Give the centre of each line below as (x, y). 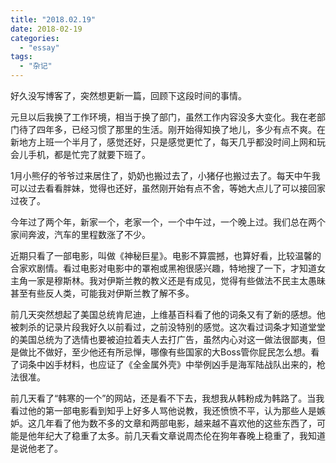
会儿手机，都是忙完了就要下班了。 (80, 154)
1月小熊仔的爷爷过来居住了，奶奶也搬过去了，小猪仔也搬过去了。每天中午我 (165, 175)
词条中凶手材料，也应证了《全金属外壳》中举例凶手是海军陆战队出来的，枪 (172, 364)
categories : (35, 38)
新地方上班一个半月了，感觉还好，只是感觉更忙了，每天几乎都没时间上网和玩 (168, 142)
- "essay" (39, 47)
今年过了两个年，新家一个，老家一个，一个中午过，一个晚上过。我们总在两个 (168, 222)
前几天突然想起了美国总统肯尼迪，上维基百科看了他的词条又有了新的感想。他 (168, 314)
